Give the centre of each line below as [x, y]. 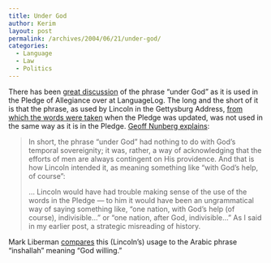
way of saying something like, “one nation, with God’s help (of [131, 209]
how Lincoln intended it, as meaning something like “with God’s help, [143, 168]
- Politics [34, 69]
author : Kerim [32, 23]
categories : [28, 46]
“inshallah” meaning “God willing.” [65, 250]
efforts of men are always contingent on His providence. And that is [141, 159]
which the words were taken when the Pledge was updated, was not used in [136, 117]
